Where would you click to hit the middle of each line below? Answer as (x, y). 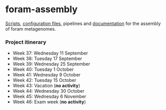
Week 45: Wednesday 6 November (50, 97)
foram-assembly (41, 9)
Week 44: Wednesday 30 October (49, 91)
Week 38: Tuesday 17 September (48, 59)
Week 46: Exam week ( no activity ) (49, 102)
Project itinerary (26, 42)
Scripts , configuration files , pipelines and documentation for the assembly (83, 23)
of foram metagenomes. (31, 29)
